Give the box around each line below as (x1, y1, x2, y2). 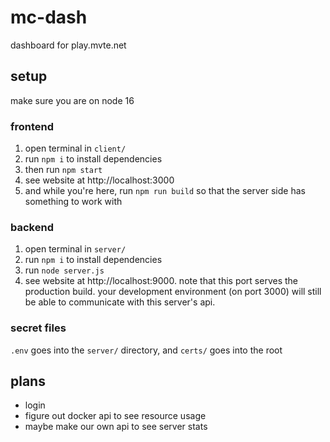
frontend (10, 119, 55, 133)
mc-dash (10, 6, 88, 29)
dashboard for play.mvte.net (10, 39, 127, 51)
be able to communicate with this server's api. (24, 296, 216, 308)
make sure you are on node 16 (10, 94, 135, 106)
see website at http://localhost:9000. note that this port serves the (24, 275, 299, 287)
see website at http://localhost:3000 (24, 174, 175, 186)
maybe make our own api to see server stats (24, 421, 208, 433)
